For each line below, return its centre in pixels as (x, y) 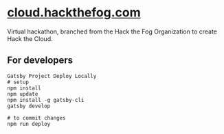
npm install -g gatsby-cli (46, 100)
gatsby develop (29, 106)
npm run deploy (29, 124)
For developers (40, 61)
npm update (23, 94)
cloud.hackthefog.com (74, 13)
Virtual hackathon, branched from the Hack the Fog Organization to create (112, 31)
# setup (18, 82)
